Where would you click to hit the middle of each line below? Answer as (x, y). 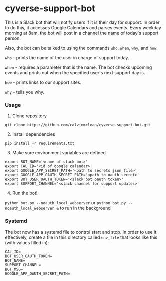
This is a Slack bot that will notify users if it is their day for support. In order (82, 22)
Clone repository (30, 116)
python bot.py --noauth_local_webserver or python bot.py (66, 203)
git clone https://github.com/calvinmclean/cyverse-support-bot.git (78, 125)
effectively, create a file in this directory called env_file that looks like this (81, 237)
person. (13, 38)
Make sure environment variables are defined (59, 153)
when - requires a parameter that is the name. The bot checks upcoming (79, 67)
